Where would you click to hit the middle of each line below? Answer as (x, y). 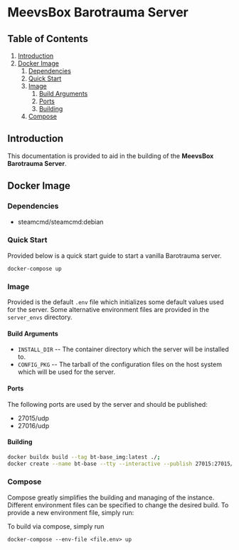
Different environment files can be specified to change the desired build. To (118, 505)
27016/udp (33, 425)
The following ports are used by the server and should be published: (107, 404)
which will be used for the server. (67, 372)
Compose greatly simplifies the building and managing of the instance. (111, 497)
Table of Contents (48, 39)
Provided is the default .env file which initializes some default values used (116, 302)
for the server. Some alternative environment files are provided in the (108, 310)
